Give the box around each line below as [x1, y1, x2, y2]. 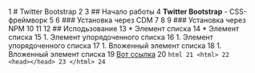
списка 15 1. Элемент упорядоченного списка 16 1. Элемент [8, 32, 214, 42]
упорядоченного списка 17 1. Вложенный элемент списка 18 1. [8, 41, 222, 51]
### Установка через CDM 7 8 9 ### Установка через [61, 15, 246, 25]
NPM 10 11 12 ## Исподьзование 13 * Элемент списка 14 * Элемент [8, 24, 239, 33]
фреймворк [8, 15, 48, 25]
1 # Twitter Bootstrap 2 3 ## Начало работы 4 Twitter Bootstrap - [8, 7, 229, 16]
